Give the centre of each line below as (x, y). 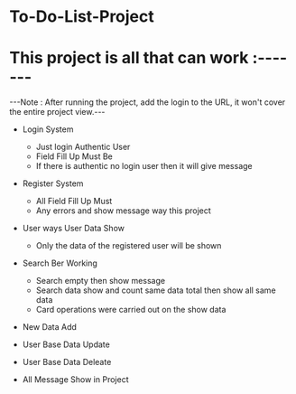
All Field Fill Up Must (74, 202)
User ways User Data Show (73, 229)
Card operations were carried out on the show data (131, 310)
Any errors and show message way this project (124, 211)
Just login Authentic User (83, 147)
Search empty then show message (100, 281)
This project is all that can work (129, 58)
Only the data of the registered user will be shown (129, 246)
